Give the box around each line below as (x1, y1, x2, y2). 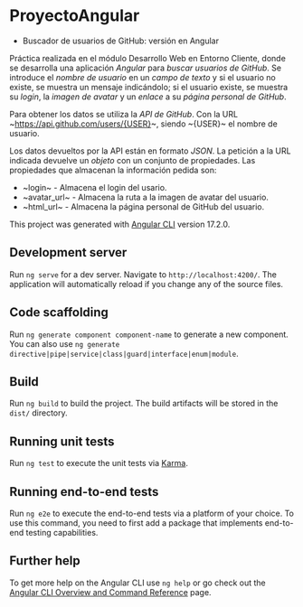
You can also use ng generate (9, 338, 120, 349)
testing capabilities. (25, 528, 99, 537)
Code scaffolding (9, 304, 109, 321)
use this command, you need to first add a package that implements (9, 518, 263, 528)
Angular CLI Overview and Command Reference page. (9, 586, 212, 597)
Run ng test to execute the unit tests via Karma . (9, 458, 188, 469)
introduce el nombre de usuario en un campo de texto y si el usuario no (9, 71, 276, 82)
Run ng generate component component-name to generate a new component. (9, 329, 289, 340)
